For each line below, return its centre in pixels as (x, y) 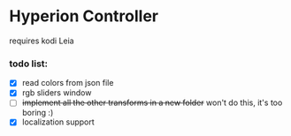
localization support (58, 122)
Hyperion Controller (84, 16)
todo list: (29, 64)
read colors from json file (68, 83)
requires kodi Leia (42, 41)
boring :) (38, 113)
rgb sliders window (57, 93)
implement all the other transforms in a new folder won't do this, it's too (152, 102)
